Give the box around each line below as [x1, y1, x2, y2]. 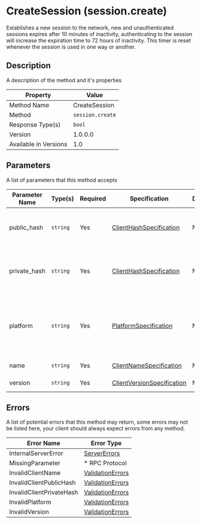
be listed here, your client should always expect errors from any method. [6, 425, 185, 432]
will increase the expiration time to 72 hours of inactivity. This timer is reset [6, 37, 191, 44]
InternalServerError [9, 449, 64, 457]
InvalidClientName [9, 469, 61, 477]
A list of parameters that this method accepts [6, 176, 118, 184]
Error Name [26, 439, 61, 448]
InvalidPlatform [9, 498, 52, 507]
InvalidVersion [9, 508, 49, 516]
